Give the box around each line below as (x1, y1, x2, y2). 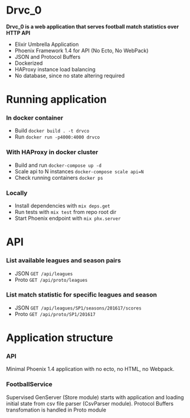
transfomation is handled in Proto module (6, 406, 106, 413)
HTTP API (6, 29, 31, 36)
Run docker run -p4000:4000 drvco (14, 133, 100, 140)
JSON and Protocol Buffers (14, 53, 81, 60)
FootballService (6, 380, 53, 389)
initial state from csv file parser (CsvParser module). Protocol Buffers (6, 400, 174, 407)
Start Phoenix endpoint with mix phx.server (14, 215, 121, 222)
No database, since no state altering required (14, 72, 125, 79)
